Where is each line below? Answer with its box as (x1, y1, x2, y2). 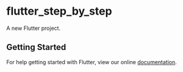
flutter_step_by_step (6, 4, 112, 18)
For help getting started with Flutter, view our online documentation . (6, 58, 177, 65)
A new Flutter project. (6, 24, 61, 32)
